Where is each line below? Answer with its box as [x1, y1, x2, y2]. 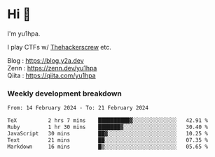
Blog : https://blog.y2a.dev [7, 56, 84, 65]
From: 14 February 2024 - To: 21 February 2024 [7, 105, 149, 112]
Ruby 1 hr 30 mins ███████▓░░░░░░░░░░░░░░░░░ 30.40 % [7, 124, 209, 130]
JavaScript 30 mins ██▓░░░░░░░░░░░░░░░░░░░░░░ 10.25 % [7, 130, 209, 137]
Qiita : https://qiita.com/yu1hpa [7, 71, 96, 80]
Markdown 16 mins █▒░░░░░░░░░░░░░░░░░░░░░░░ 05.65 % [7, 143, 209, 150]
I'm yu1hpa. [7, 29, 41, 38]
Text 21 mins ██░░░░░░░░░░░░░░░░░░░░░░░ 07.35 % [7, 136, 209, 144]
